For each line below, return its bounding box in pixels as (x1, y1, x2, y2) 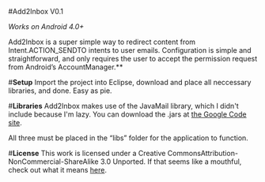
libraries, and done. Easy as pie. (8, 86, 112, 95)
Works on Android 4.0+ (8, 22, 85, 31)
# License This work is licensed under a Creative (8, 149, 166, 158)
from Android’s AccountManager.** (8, 62, 123, 72)
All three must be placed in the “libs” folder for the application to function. (8, 133, 249, 143)
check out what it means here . (8, 165, 107, 174)
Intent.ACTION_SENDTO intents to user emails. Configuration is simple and (8, 46, 252, 54)
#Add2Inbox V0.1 (8, 7, 63, 16)
